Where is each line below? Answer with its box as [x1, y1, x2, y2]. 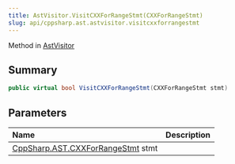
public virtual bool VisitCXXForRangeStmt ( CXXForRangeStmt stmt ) [8, 84, 228, 92]
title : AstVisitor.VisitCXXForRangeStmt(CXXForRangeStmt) [8, 11, 203, 20]
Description [165, 129, 211, 140]
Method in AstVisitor [8, 40, 75, 50]
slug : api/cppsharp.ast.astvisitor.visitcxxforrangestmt [8, 19, 200, 27]
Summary [8, 63, 58, 76]
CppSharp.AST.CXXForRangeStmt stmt [12, 143, 158, 154]
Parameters [8, 106, 67, 119]
